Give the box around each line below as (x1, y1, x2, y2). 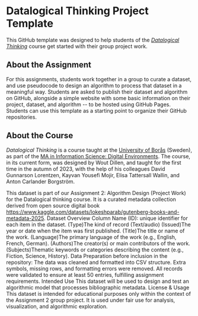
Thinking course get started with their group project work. (6, 43, 148, 50)
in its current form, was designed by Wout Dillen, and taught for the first (6, 159, 182, 166)
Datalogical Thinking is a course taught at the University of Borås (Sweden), (6, 146, 193, 154)
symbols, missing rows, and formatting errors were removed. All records (6, 265, 183, 272)
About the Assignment (6, 60, 92, 70)
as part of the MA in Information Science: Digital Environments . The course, (6, 152, 191, 159)
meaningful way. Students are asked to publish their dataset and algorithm (6, 88, 188, 95)
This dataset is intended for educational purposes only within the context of (6, 290, 191, 297)
